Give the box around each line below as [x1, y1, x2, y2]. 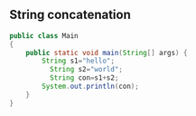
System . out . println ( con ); [42, 82, 140, 92]
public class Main [9, 31, 79, 40]
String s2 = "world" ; [49, 65, 124, 74]
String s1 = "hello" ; [42, 56, 116, 66]
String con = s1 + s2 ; [49, 73, 119, 82]
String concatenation [9, 7, 131, 23]
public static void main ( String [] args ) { [25, 48, 188, 57]
